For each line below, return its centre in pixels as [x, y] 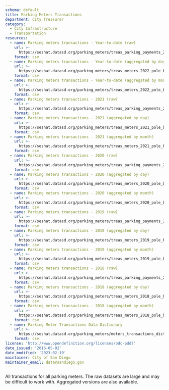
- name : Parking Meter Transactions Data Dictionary [66, 325]
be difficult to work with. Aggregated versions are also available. [72, 382]
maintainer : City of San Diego [38, 357]
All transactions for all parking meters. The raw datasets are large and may [82, 376]
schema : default [22, 10]
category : [16, 24]
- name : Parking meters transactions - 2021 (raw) [64, 99]
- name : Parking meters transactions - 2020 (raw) [64, 156]
